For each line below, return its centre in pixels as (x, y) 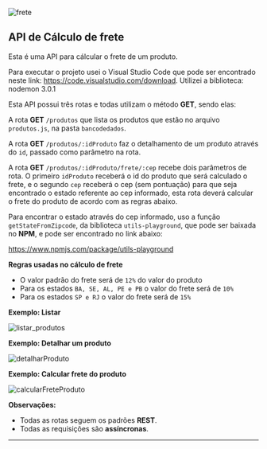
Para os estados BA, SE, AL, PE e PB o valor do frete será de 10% (127, 288)
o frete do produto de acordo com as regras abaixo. (93, 201)
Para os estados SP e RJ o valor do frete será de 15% (105, 297)
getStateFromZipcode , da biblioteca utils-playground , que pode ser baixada (132, 225)
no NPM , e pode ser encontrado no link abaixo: (85, 233)
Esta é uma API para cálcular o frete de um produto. (93, 57)
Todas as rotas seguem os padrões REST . (88, 420)
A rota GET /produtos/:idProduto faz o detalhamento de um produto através (133, 143)
